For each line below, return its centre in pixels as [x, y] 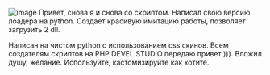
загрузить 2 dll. [34, 29]
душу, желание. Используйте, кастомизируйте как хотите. [109, 62]
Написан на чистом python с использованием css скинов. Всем [118, 45]
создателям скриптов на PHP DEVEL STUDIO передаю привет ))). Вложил [135, 54]
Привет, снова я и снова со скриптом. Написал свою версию [145, 12]
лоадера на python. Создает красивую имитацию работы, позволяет [127, 21]
